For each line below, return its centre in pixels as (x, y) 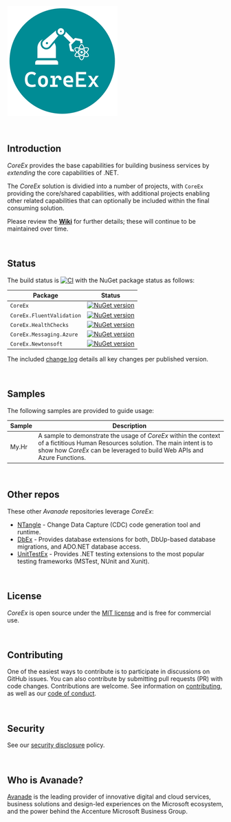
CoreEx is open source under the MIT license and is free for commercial (109, 613)
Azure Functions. (62, 458)
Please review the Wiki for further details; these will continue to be (101, 221)
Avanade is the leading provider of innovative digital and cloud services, (109, 797)
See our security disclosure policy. (56, 745)
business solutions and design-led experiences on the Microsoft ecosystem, (115, 804)
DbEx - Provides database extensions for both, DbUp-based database (116, 539)
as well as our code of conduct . (52, 693)
